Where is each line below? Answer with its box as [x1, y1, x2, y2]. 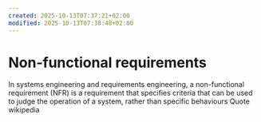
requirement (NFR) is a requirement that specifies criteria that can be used [8, 89, 253, 98]
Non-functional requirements [8, 53, 208, 72]
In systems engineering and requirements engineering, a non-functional [8, 80, 245, 89]
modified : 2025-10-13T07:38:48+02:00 [8, 19, 134, 27]
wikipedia [8, 105, 40, 115]
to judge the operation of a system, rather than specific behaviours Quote [8, 96, 250, 106]
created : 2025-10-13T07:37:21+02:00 [8, 11, 130, 20]
